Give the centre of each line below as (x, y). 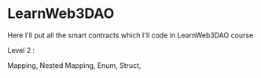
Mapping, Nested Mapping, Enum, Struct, (74, 65)
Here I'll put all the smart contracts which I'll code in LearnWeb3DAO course (130, 35)
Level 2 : (21, 50)
